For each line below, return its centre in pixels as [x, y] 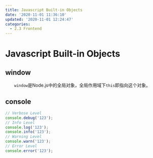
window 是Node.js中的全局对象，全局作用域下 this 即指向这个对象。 [83, 85]
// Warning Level [24, 137]
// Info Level [20, 123]
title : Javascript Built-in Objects [44, 10]
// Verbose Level [24, 113]
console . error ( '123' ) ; [29, 151]
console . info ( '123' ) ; [28, 132]
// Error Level [21, 146]
